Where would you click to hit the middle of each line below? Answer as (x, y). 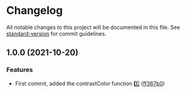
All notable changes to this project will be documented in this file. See (93, 27)
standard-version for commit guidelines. (56, 33)
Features (20, 70)
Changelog (35, 11)
